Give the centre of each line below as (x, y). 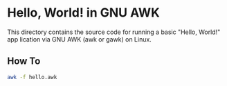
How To (24, 61)
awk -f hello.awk (32, 77)
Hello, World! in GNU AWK (84, 13)
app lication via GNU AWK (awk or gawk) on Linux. (80, 39)
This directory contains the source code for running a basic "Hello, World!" (114, 32)
